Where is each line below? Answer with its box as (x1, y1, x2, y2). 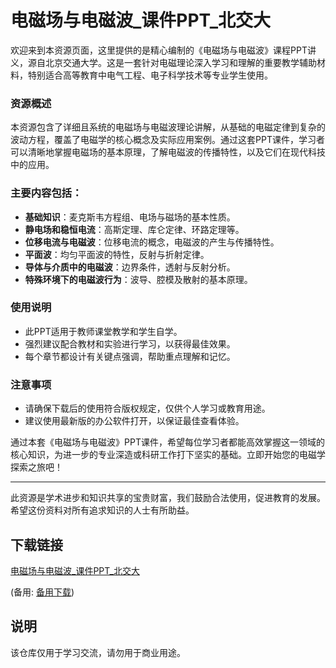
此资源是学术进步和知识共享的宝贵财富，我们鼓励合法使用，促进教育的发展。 (10, 492, 326, 504)
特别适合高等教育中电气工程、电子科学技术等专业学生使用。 (27, 69, 273, 81)
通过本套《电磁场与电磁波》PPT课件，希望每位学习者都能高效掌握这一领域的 (10, 436, 325, 448)
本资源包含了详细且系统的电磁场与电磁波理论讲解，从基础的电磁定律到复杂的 (10, 121, 326, 133)
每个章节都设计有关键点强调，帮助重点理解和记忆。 (24, 350, 236, 362)
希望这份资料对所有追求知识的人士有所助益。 (10, 504, 195, 516)
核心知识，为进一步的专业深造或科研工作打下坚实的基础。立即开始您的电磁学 (10, 449, 326, 461)
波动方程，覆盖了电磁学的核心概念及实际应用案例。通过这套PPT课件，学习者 (10, 134, 325, 146)
